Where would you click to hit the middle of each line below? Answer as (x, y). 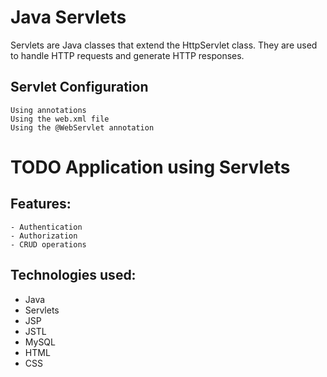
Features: (41, 204)
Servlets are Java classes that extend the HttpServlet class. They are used (164, 45)
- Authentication (46, 227)
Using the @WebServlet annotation (82, 127)
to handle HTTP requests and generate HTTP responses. (127, 55)
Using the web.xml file (60, 119)
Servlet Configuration (79, 87)
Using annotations (48, 110)
